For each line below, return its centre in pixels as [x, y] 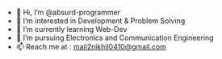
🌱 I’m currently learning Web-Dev [71, 29]
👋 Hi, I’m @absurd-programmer [68, 12]
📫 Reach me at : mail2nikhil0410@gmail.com [91, 47]
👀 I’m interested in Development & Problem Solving [101, 21]
